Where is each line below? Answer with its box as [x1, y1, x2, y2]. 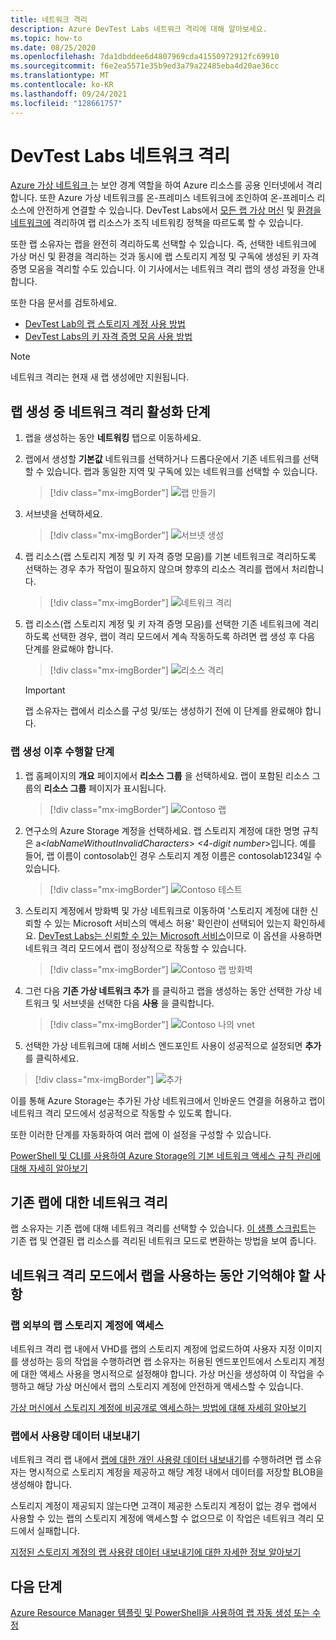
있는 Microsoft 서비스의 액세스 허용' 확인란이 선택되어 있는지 [54, 917, 291, 929]
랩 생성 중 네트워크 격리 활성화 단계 [10, 403, 211, 420]
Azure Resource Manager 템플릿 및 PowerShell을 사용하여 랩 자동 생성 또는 [10, 1607, 311, 1619]
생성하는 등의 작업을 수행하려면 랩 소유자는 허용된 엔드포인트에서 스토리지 [20, 1356, 307, 1368]
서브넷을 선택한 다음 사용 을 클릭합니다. [62, 997, 215, 1009]
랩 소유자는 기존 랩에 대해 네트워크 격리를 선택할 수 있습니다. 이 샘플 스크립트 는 [10, 1222, 317, 1235]
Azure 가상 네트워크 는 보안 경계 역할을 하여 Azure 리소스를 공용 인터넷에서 [10, 179, 304, 191]
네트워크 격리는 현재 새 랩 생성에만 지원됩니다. [10, 371, 190, 383]
